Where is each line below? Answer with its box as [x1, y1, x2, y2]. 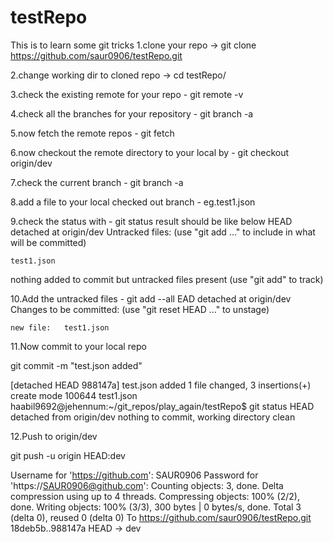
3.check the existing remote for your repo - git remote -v [10, 88, 244, 100]
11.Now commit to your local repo [10, 340, 147, 352]
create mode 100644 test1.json [10, 389, 138, 401]
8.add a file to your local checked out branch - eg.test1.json [10, 196, 256, 208]
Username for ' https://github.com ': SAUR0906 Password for [10, 469, 259, 481]
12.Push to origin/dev [10, 430, 98, 442]
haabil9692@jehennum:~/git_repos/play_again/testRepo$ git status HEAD [10, 400, 315, 412]
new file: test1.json [10, 322, 110, 333]
